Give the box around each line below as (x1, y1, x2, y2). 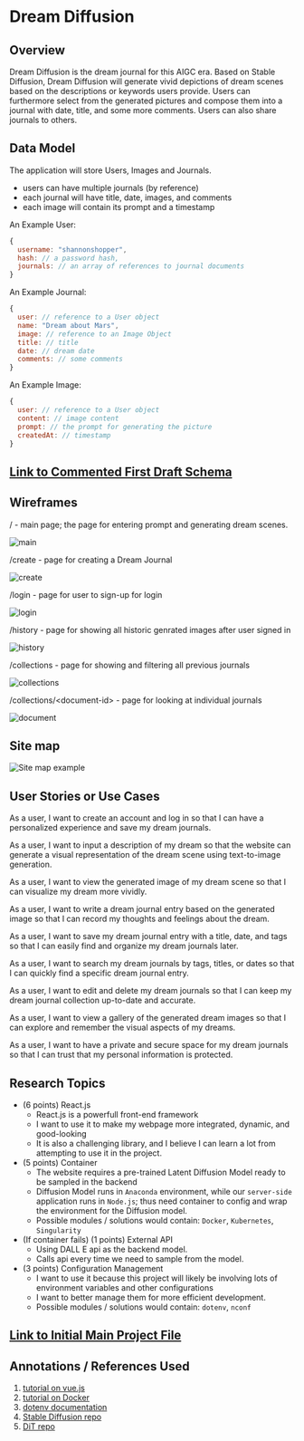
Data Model (9, 140, 76, 156)
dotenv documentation (22, 1402, 108, 1413)
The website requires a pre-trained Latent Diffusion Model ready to (35, 1167, 287, 1178)
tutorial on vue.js (22, 1383, 86, 1394)
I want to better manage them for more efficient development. (35, 1292, 267, 1303)
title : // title (17, 338, 79, 347)
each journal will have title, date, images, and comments (22, 192, 233, 203)
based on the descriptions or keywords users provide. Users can (9, 86, 251, 96)
